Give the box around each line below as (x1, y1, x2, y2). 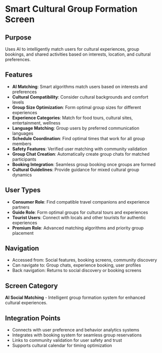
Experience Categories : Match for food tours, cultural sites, (12, 115, 133, 121)
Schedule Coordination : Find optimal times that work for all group (12, 135, 145, 141)
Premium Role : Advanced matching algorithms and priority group (12, 225, 144, 230)
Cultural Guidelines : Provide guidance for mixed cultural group (12, 166, 140, 172)
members (12, 141, 32, 146)
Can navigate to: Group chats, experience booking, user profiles (12, 262, 142, 268)
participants (12, 156, 37, 162)
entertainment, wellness (12, 120, 61, 125)
